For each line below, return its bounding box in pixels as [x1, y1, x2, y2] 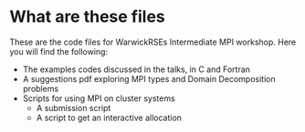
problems [22, 83, 59, 94]
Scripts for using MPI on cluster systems [22, 93, 175, 104]
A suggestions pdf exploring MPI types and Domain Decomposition [22, 73, 276, 84]
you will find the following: [9, 46, 108, 56]
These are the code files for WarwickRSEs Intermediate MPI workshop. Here [9, 36, 297, 47]
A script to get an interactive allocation [36, 112, 183, 123]
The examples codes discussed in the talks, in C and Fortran [22, 64, 251, 75]
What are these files [9, 6, 166, 27]
